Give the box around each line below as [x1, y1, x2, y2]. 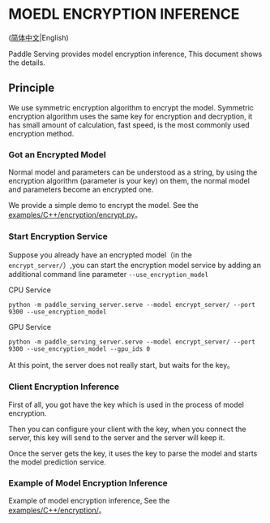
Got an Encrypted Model [8, 149, 107, 160]
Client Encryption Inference [8, 381, 120, 392]
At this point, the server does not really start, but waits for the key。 [8, 361, 235, 370]
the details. [8, 58, 46, 67]
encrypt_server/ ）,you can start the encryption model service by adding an [8, 261, 262, 270]
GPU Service [8, 322, 51, 332]
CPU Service [8, 285, 51, 295]
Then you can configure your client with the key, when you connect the [8, 424, 246, 434]
